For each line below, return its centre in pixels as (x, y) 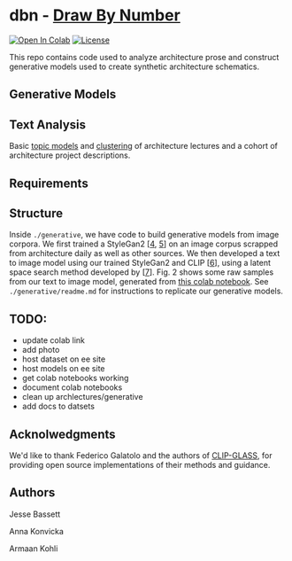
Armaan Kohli (34, 548)
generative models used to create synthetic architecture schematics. (134, 66)
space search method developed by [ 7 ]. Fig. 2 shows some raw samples (142, 272)
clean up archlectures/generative (82, 397)
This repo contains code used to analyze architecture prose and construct (144, 57)
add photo (41, 350)
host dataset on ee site (64, 359)
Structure (36, 213)
